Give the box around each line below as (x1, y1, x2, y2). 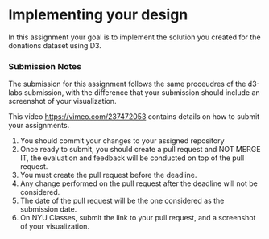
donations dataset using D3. (8, 40, 102, 50)
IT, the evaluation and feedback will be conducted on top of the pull (19, 153, 245, 163)
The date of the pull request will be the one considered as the (19, 196, 225, 206)
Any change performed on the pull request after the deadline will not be (19, 179, 258, 188)
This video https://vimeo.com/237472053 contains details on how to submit (8, 112, 260, 122)
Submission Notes (8, 60, 82, 72)
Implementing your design (8, 6, 188, 24)
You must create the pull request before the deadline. (19, 171, 197, 180)
